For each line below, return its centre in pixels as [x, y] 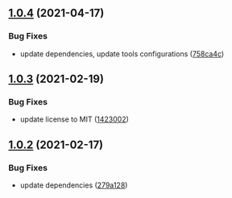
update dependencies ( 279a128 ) [74, 185]
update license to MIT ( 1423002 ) [74, 119]
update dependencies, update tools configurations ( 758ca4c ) [122, 54]
